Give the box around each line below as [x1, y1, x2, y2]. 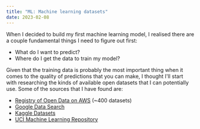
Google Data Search [14, 103, 64, 110]
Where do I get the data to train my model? [14, 55, 121, 62]
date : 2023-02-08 [6, 14, 50, 20]
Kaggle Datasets [14, 109, 56, 117]
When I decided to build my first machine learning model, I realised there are [6, 30, 195, 37]
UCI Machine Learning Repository [14, 115, 99, 122]
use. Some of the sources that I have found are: [6, 85, 124, 92]
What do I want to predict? [14, 48, 81, 55]
